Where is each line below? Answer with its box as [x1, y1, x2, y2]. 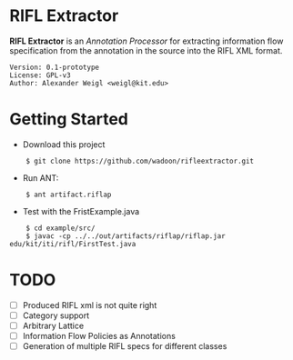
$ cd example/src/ [25, 224, 96, 233]
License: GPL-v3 [9, 70, 71, 80]
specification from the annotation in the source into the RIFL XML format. [9, 45, 283, 55]
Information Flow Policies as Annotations [22, 331, 176, 341]
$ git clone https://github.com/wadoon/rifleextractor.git [25, 156, 255, 165]
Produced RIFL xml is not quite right [22, 299, 157, 310]
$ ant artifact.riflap [25, 190, 112, 199]
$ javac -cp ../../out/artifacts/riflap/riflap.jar [25, 231, 226, 241]
